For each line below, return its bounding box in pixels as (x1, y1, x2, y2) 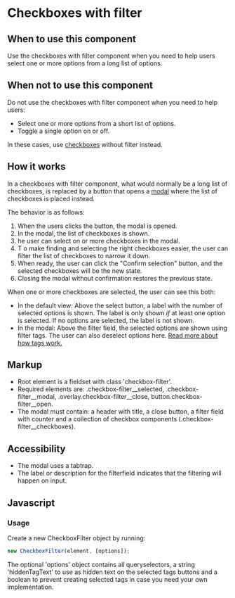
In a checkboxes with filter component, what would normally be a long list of (7, 179, 228, 188)
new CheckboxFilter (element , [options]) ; (7, 547, 130, 554)
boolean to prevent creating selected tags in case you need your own (7, 575, 208, 583)
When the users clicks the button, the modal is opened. (17, 222, 177, 230)
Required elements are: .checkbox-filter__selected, (17, 385, 165, 393)
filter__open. (17, 400, 54, 409)
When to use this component (7, 33, 137, 45)
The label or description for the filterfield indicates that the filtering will (17, 469, 222, 478)
